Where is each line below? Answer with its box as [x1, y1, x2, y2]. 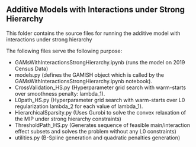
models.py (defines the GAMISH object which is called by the [14, 71, 165, 79]
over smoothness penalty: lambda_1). [14, 90, 105, 97]
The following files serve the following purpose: [6, 47, 123, 54]
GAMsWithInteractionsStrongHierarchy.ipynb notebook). [14, 77, 153, 84]
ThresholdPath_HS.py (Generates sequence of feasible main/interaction [14, 121, 191, 129]
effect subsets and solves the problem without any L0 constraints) [14, 128, 176, 135]
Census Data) [14, 65, 49, 72]
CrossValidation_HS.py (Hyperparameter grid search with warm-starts [14, 84, 187, 91]
